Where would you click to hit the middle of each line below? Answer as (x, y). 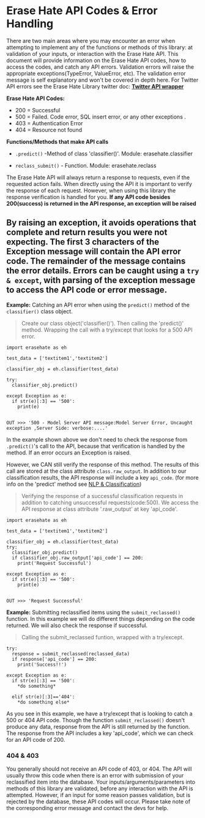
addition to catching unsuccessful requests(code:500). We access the (110, 502)
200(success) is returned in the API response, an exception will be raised (102, 203)
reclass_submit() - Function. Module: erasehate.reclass (86, 165)
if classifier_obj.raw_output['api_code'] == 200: (78, 558)
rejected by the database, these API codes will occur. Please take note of (99, 801)
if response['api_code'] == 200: (54, 659)
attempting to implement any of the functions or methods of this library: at (99, 47)
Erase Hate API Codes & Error (82, 11)
